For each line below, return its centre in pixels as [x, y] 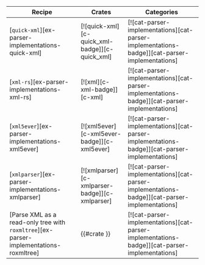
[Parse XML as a [33, 215]
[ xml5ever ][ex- [31, 126]
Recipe [42, 12]
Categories [162, 12]
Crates [101, 12]
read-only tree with [38, 222]
